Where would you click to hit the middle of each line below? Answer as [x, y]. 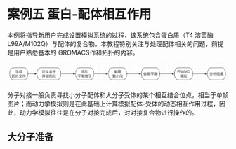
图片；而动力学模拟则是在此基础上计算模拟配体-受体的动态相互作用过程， [113, 104]
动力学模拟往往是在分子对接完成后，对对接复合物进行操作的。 [109, 113]
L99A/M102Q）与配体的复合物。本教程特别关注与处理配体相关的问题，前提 [116, 43]
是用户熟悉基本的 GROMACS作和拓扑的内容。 [73, 52]
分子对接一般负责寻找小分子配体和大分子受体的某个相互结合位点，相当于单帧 [118, 95]
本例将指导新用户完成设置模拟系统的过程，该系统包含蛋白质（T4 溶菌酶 [111, 35]
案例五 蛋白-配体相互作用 [79, 14]
